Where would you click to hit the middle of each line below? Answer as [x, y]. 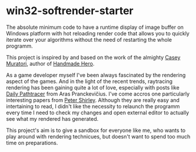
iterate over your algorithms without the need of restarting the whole [89, 39]
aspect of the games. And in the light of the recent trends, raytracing [89, 81]
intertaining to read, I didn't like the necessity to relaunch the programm [93, 106]
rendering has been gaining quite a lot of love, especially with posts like [93, 87]
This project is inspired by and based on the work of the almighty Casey [93, 57]
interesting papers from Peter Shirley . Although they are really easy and [93, 100]
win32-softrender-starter [70, 11]
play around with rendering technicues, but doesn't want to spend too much [98, 136]
